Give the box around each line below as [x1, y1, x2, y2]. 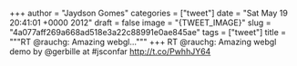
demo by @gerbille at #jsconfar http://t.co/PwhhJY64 [9, 46, 211, 57]
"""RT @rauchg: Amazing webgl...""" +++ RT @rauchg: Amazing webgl [9, 36, 277, 47]
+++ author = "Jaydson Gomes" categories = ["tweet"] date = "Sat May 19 [9, 8, 289, 18]
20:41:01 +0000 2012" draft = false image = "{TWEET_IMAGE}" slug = [9, 17, 271, 28]
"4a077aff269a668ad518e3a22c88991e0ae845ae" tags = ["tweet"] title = [9, 27, 287, 37]
